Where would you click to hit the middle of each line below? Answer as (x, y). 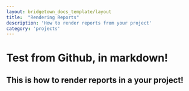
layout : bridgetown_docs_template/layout (59, 12)
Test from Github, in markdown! (87, 58)
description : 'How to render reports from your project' (79, 23)
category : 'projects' (33, 28)
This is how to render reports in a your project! (95, 80)
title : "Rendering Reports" (43, 17)
